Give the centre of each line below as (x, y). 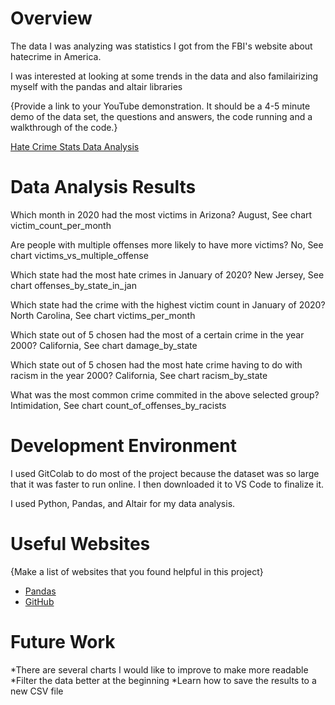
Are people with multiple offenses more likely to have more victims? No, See (167, 244)
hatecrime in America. (56, 56)
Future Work (63, 641)
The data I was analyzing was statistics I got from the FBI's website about (161, 46)
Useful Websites (80, 544)
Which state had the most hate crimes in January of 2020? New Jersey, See (167, 274)
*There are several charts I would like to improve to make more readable (159, 669)
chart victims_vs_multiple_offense (79, 255)
